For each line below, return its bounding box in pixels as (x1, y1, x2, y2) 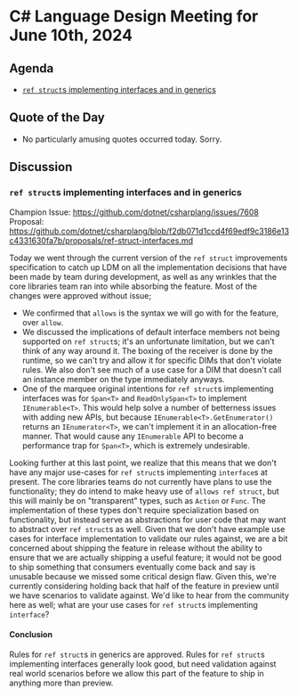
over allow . (21, 316, 64, 327)
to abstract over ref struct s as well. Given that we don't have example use (9, 523, 286, 534)
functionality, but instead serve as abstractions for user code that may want (9, 514, 286, 525)
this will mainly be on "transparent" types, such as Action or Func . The (9, 495, 266, 505)
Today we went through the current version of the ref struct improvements (9, 252, 288, 263)
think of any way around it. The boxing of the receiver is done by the (21, 345, 273, 356)
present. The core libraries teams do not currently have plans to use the (9, 476, 272, 487)
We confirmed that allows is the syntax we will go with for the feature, (21, 307, 278, 318)
